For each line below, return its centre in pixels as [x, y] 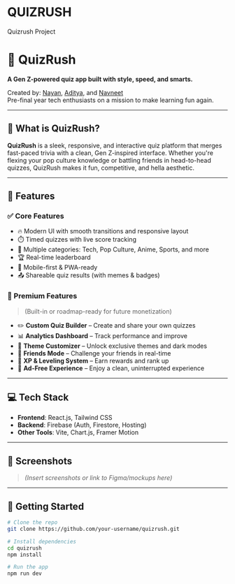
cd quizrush [24, 548]
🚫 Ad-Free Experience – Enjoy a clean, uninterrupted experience [111, 368]
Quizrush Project [31, 31]
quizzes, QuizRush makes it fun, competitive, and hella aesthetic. [101, 168]
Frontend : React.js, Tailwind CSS [65, 418]
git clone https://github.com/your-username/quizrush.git [93, 529]
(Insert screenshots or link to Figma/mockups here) [98, 478]
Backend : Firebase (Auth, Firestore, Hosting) [82, 425]
